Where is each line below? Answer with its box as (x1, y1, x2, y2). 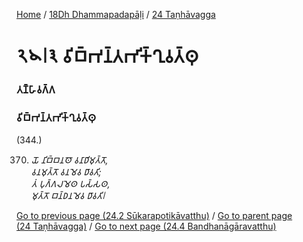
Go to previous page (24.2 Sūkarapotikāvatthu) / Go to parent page (16, 210, 293, 222)
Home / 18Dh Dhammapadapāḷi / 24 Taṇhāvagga (16, 9, 216, 20)
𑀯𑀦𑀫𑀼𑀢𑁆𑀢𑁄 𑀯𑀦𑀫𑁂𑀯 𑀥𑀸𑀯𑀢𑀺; (30, 166, 102, 178)
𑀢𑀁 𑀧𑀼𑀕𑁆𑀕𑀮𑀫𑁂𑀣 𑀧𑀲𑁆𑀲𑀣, (30, 178, 111, 190)
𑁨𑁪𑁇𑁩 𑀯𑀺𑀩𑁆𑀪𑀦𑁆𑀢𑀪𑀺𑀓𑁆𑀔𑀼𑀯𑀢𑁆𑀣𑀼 (16, 45, 199, 68)
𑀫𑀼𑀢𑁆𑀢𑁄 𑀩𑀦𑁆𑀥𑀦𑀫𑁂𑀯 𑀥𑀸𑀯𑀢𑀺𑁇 (30, 190, 106, 202)
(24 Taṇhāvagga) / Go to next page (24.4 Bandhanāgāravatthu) (16, 220, 277, 233)
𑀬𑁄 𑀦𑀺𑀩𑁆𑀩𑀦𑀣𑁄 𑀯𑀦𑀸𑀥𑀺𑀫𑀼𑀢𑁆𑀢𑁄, (30, 154, 109, 166)
